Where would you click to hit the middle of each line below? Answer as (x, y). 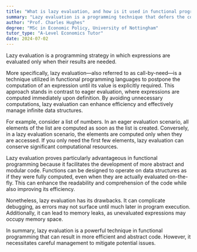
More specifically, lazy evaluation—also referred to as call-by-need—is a (94, 73)
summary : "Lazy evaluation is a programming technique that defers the (95, 17)
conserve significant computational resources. (62, 147)
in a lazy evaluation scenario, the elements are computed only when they (94, 134)
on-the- (179, 177)
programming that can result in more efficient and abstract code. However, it (98, 237)
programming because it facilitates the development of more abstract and (95, 164)
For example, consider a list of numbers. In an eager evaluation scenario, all (97, 122)
